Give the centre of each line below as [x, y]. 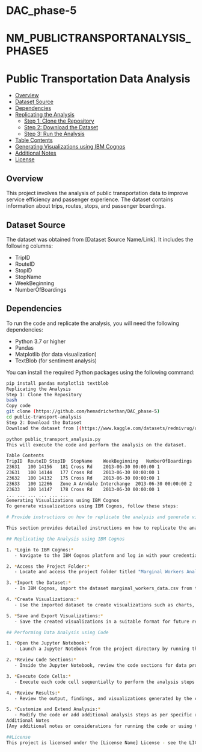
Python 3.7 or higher [40, 341]
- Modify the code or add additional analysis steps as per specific [103, 715]
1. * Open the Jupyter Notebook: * [48, 643]
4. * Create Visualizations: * [43, 599]
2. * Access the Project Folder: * [48, 566]
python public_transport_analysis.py [54, 439]
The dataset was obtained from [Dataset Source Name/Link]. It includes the [100, 239]
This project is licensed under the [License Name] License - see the [96, 743]
